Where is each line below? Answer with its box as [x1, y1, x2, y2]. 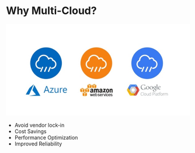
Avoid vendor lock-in [14, 121, 65, 128]
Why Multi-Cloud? [6, 4, 97, 18]
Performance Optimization [14, 134, 78, 141]
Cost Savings [14, 127, 47, 135]
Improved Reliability [14, 140, 62, 147]
